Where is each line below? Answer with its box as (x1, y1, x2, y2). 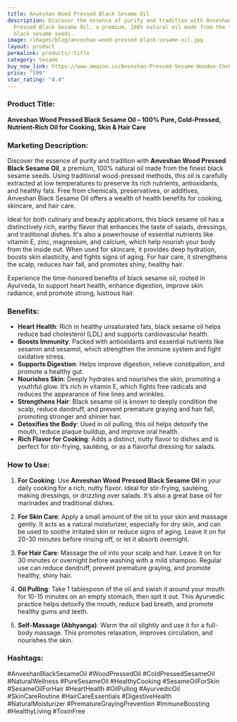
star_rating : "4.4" (7, 76, 65, 83)
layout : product (7, 43, 55, 50)
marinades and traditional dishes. (17, 498, 115, 507)
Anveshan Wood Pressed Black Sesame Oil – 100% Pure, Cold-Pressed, (7, 115, 221, 124)
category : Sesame (7, 56, 59, 64)
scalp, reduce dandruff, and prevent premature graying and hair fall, (17, 405, 215, 414)
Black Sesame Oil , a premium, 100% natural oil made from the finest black (7, 164, 224, 172)
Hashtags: (7, 654, 44, 663)
